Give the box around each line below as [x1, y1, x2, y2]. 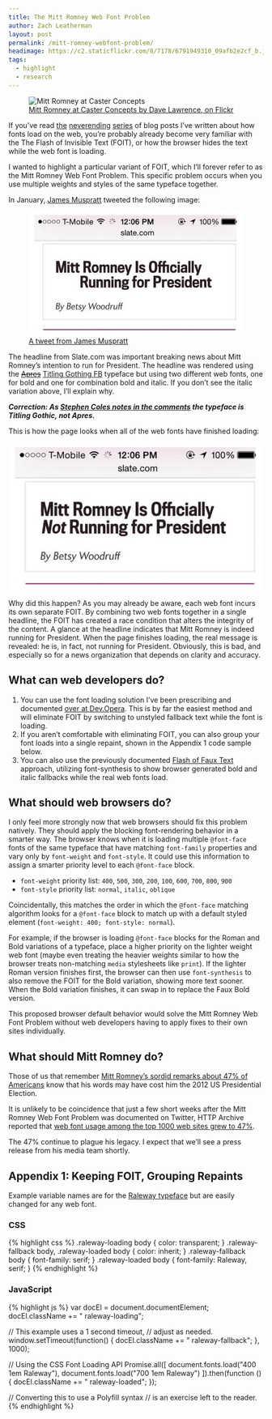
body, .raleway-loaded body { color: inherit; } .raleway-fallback [36, 1246, 246, 1256]
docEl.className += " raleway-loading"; [8, 1310, 144, 1320]
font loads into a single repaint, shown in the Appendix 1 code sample [19, 738, 252, 748]
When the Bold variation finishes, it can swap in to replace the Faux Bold [8, 985, 250, 995]
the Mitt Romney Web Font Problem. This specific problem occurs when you [8, 170, 262, 180]
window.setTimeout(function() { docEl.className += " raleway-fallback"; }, [8, 1335, 260, 1344]
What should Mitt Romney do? [8, 1050, 164, 1063]
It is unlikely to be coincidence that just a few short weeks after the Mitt [8, 1104, 247, 1114]
